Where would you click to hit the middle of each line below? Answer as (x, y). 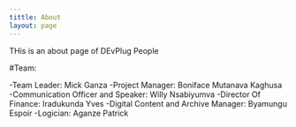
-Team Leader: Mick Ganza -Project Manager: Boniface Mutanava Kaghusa (146, 85)
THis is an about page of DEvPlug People (84, 50)
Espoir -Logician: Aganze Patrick (69, 113)
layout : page (33, 26)
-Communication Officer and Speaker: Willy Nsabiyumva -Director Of (135, 94)
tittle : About (35, 17)
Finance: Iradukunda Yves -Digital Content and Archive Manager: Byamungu (148, 103)
